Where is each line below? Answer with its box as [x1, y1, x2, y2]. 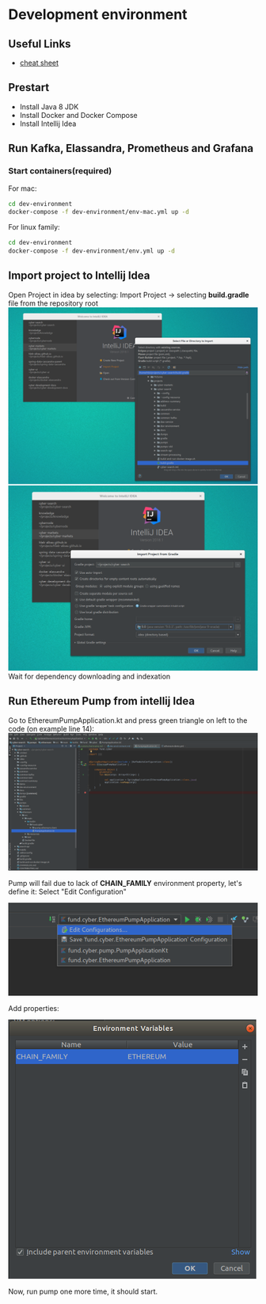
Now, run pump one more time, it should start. [8, 1287, 158, 1296]
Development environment [8, 6, 188, 24]
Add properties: [8, 1003, 59, 1013]
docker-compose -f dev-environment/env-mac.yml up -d [8, 208, 190, 216]
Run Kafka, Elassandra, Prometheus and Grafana [8, 142, 254, 155]
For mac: [8, 184, 37, 193]
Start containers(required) [8, 165, 112, 177]
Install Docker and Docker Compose [19, 110, 138, 120]
